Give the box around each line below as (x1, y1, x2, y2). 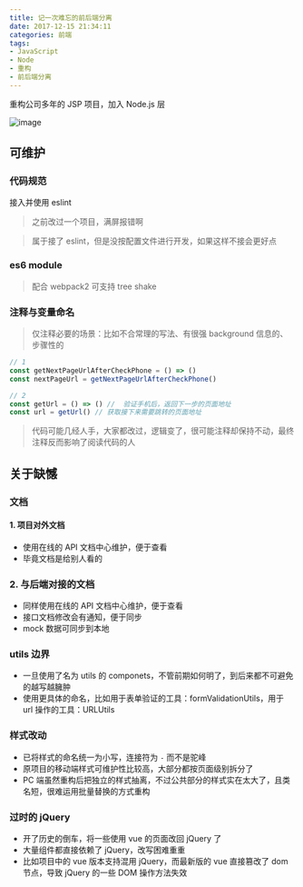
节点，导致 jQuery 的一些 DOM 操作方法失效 (22, 867, 188, 878)
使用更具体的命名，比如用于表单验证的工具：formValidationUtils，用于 (22, 693, 284, 704)
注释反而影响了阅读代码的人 (31, 437, 136, 448)
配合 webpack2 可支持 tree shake (31, 281, 157, 292)
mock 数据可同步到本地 (22, 623, 111, 634)
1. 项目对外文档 (9, 520, 65, 531)
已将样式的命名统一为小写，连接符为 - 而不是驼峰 (22, 752, 207, 762)
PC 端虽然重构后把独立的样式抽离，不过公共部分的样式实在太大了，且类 (22, 774, 290, 785)
